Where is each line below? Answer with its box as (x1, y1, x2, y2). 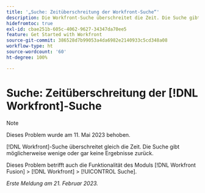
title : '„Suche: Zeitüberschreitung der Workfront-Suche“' (6, 9, 160, 15)
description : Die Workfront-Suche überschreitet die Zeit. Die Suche (6, 15, 187, 21)
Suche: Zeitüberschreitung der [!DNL (6, 86, 198, 100)
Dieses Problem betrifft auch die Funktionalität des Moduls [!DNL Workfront (6, 161, 196, 169)
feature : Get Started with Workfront (6, 32, 103, 38)
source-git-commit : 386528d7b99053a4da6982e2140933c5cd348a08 (6, 37, 168, 43)
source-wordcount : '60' (6, 49, 67, 55)
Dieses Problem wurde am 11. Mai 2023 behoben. (6, 131, 131, 138)
